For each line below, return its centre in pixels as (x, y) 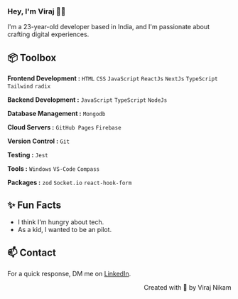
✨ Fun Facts (34, 205)
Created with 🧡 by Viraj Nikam (188, 287)
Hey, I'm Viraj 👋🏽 (37, 11)
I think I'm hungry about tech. (61, 222)
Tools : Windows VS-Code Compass (54, 169)
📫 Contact (32, 253)
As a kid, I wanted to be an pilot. (65, 229)
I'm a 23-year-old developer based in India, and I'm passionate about (109, 27)
